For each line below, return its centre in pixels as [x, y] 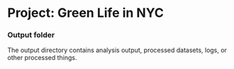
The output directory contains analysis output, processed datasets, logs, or [117, 50]
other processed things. [42, 58]
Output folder [31, 35]
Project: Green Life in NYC [86, 13]
